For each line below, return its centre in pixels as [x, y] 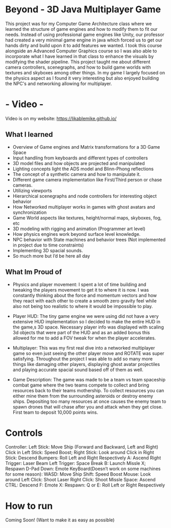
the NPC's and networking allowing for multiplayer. [59, 84]
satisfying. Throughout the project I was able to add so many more [83, 359]
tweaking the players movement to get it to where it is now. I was [81, 290]
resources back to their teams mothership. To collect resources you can [88, 390]
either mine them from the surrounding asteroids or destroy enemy [83, 396]
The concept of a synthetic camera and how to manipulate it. [77, 174]
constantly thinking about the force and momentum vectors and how [85, 295]
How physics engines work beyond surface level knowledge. [77, 234]
